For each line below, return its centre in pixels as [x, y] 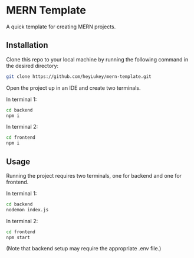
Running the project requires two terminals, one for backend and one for [94, 175]
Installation [27, 45]
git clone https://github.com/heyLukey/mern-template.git [79, 76]
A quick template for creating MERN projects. [61, 27]
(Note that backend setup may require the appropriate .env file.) [84, 249]
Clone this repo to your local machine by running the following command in [97, 59]
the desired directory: [32, 66]
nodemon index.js [27, 210]
